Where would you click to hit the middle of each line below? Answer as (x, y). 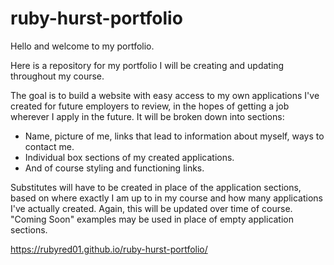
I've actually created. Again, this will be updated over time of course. (151, 208)
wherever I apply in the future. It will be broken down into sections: (147, 116)
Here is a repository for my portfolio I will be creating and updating (147, 65)
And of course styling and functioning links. (114, 168)
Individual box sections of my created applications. (129, 157)
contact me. (49, 146)
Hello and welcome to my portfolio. (82, 46)
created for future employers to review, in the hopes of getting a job (150, 106)
